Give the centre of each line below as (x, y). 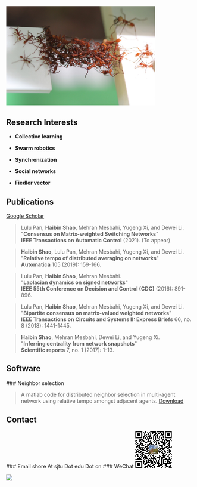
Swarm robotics (35, 148)
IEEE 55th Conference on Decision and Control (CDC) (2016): (97, 289)
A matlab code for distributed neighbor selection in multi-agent (98, 394)
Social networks (35, 171)
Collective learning (39, 137)
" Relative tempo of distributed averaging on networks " (90, 258)
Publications (30, 201)
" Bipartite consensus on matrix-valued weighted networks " (96, 313)
